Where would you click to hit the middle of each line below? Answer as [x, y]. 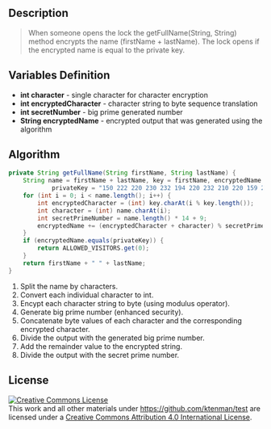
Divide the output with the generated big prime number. [113, 338]
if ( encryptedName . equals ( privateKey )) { [93, 241]
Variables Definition [59, 76]
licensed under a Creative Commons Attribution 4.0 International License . [130, 417]
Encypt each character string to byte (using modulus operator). [125, 303]
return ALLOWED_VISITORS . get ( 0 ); [94, 248]
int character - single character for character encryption [114, 95]
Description [38, 13]
